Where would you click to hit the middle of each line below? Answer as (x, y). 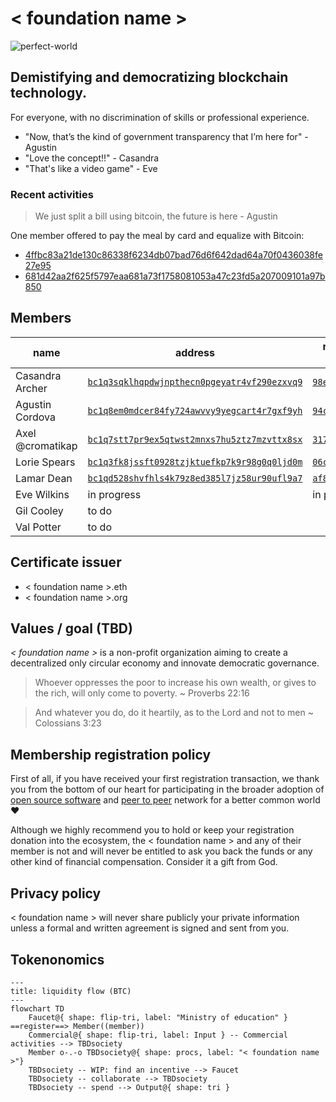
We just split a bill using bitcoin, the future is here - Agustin (156, 216)
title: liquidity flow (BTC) (71, 991)
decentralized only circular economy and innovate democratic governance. (165, 663)
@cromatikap (46, 445)
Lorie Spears (45, 462)
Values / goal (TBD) (71, 628)
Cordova (36, 417)
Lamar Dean (44, 478)
